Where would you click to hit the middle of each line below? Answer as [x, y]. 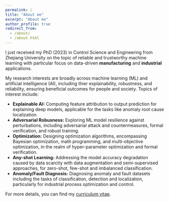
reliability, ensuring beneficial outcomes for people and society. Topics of [81, 89]
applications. [18, 68]
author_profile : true [28, 24]
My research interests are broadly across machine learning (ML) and [76, 78]
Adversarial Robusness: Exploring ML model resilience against [78, 120]
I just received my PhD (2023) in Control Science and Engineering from [79, 52]
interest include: [22, 94]
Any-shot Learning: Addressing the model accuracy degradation [80, 157]
